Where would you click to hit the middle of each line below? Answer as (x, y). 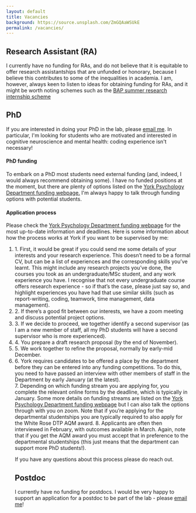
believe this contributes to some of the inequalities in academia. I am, (90, 78)
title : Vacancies (27, 17)
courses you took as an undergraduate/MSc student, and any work (95, 274)
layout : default (26, 11)
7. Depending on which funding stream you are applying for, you (92, 386)
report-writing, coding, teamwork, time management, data (85, 299)
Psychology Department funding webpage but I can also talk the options (102, 405)
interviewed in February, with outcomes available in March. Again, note (100, 429)
